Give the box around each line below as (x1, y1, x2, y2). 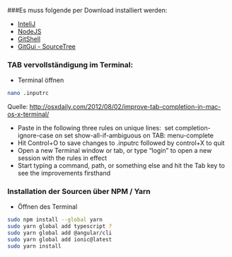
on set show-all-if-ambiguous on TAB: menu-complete (54, 131, 214, 140)
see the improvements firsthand (17, 169, 111, 178)
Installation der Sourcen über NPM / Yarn (7, 187, 151, 197)
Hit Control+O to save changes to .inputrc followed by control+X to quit (17, 139, 225, 147)
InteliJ (17, 20, 36, 28)
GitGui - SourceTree (17, 42, 76, 50)
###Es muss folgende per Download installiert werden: (7, 6, 168, 14)
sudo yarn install (7, 242, 62, 250)
